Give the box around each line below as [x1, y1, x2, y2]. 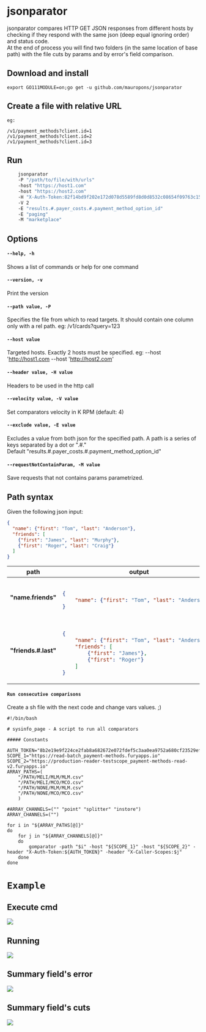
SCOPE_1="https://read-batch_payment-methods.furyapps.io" [7, 753, 161, 759]
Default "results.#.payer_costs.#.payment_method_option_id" [7, 448, 161, 455]
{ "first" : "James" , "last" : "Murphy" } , [18, 536, 120, 543]
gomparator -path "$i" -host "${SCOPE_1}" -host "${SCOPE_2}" [29, 844, 191, 850]
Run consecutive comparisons [7, 691, 81, 697]
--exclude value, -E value [7, 422, 76, 428]
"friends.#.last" [10, 646, 57, 654]
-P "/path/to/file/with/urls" [18, 177, 95, 183]
